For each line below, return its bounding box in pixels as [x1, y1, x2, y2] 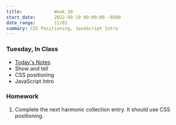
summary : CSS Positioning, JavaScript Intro [6, 25, 118, 32]
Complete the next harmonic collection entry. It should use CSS [14, 105, 171, 113]
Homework [6, 92, 39, 101]
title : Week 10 [6, 8, 73, 15]
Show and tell [14, 65, 49, 72]
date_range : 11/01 [6, 20, 68, 26]
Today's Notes [14, 58, 51, 65]
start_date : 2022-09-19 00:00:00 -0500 [6, 14, 121, 20]
